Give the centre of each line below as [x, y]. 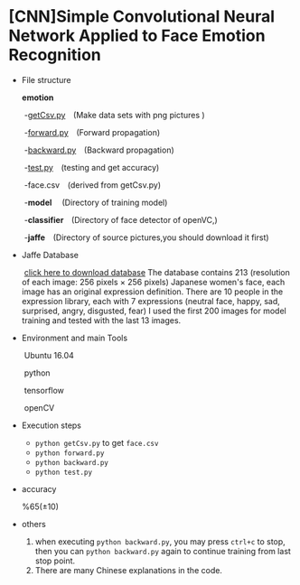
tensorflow [44, 390]
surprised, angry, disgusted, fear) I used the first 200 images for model [154, 311]
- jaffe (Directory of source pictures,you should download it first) [146, 237]
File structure [46, 79]
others [33, 524]
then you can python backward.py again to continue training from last [163, 551]
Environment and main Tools [75, 338]
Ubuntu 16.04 [49, 355]
